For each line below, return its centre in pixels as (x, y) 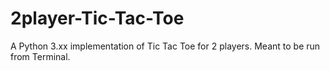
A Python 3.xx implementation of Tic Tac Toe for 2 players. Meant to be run (165, 46)
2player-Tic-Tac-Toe (97, 18)
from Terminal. (40, 56)
